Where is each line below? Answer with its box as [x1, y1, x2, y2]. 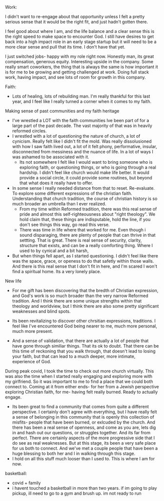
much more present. [12, 328, 53, 334]
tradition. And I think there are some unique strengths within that [12, 298, 142, 303]
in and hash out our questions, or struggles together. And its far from [12, 430, 150, 435]
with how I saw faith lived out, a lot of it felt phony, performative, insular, [12, 144, 157, 149]
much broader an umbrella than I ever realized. [12, 201, 106, 206]
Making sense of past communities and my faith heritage [5, 108, 120, 114]
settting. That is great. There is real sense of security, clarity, [19, 237, 142, 243]
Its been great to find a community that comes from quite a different [12, 404, 149, 409]
